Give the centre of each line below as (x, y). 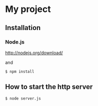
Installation (23, 28)
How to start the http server (49, 87)
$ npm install (20, 71)
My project (28, 9)
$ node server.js (23, 98)
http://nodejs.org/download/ (34, 52)
